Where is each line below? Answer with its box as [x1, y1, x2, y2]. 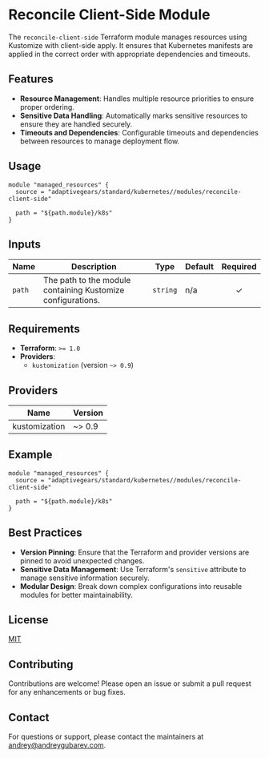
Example [8, 448, 53, 462]
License [8, 613, 49, 627]
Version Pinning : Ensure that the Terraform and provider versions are [19, 547, 250, 557]
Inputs [8, 237, 42, 251]
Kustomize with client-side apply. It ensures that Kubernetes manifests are [8, 40, 254, 50]
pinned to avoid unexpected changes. [19, 555, 145, 566]
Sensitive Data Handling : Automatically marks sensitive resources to [19, 111, 248, 120]
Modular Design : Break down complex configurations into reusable [19, 581, 243, 591]
